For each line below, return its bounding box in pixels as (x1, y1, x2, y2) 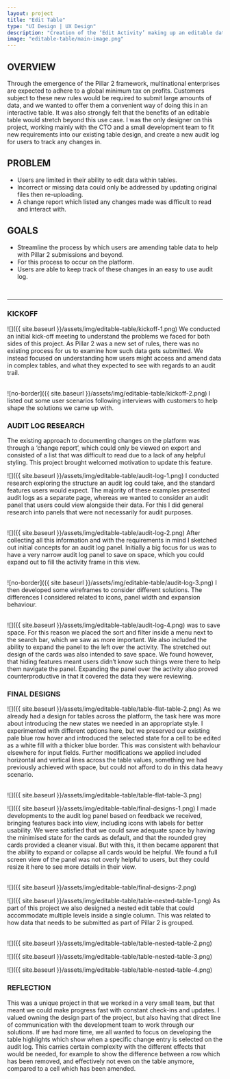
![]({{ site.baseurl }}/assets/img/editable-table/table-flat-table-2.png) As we (7, 705, 221, 713)
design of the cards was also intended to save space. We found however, (7, 650, 214, 659)
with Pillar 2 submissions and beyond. (16, 250, 125, 258)
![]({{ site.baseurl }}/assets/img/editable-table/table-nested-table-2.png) (7, 939, 212, 948)
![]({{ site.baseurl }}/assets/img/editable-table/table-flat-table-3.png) (7, 791, 202, 799)
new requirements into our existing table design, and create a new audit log (7, 130, 220, 138)
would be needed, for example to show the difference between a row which (7, 1049, 220, 1058)
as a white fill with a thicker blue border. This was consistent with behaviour (7, 741, 221, 749)
